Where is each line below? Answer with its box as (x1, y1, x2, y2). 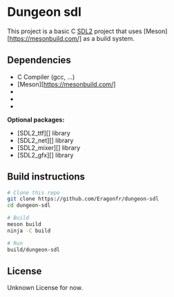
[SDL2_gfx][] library (17, 151, 74, 159)
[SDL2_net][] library (17, 136, 74, 144)
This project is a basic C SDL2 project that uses (7, 27, 143, 35)
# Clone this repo (7, 189, 60, 196)
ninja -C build (7, 227, 51, 234)
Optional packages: (7, 115, 65, 124)
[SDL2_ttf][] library (17, 128, 70, 137)
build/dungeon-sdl (7, 246, 60, 253)
